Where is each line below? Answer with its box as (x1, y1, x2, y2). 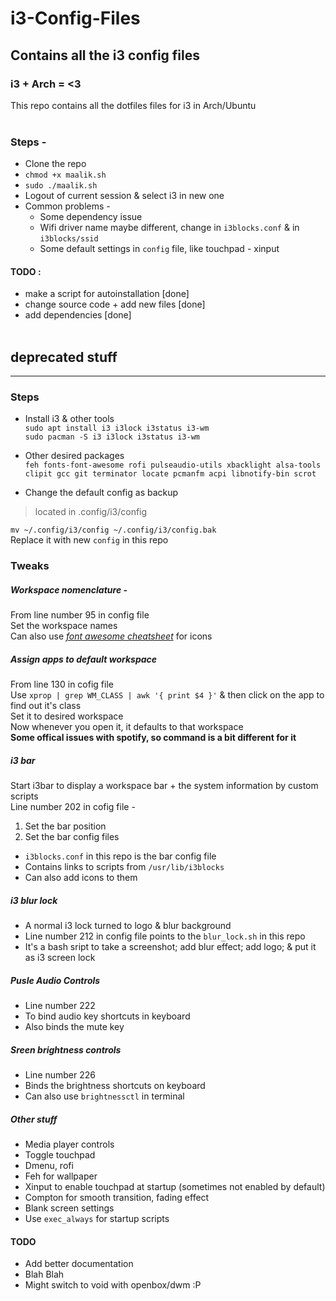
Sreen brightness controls (10, 1043, 122, 1056)
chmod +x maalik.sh (24, 170, 107, 181)
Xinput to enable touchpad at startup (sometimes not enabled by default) (24, 1181, 326, 1193)
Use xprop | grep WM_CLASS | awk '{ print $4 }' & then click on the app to (10, 689, 325, 701)
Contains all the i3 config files (10, 47, 200, 64)
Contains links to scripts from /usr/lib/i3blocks (24, 861, 225, 873)
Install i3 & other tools (24, 413, 115, 425)
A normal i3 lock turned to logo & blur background (24, 920, 232, 932)
